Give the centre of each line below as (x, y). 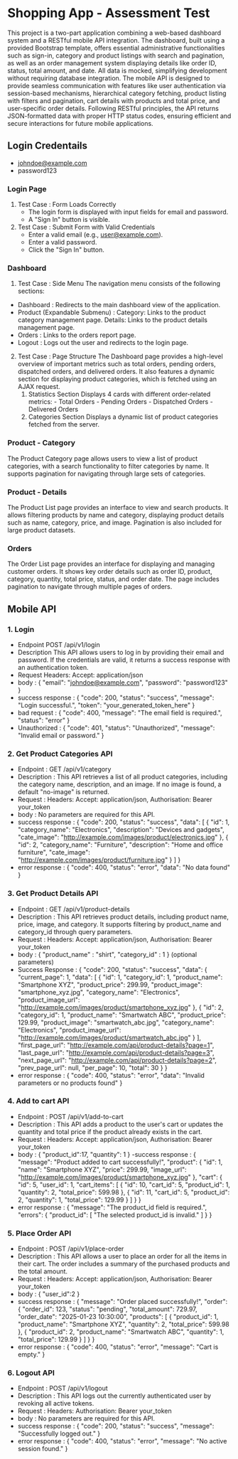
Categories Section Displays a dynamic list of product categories (123, 417)
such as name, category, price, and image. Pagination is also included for (115, 522)
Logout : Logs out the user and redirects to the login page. (103, 343)
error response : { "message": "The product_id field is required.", (112, 1207)
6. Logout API (31, 1373)
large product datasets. (42, 530)
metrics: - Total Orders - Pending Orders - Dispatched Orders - (120, 402)
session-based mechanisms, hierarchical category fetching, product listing (117, 93)
